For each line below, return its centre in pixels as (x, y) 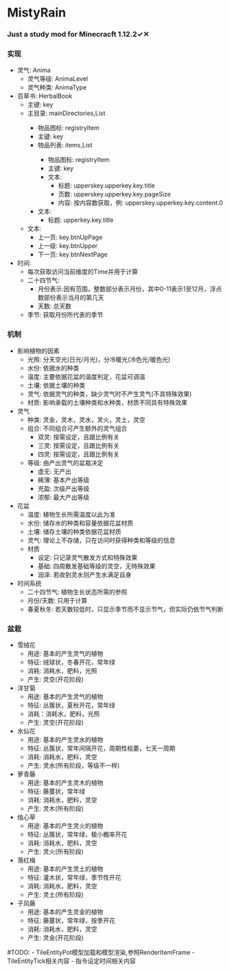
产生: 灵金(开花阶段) (55, 938)
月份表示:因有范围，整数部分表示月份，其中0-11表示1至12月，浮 (127, 289)
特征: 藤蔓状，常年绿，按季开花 (71, 920)
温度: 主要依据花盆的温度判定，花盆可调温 (86, 376)
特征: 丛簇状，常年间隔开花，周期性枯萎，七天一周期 (101, 748)
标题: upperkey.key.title (81, 220)
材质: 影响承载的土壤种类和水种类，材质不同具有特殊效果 (107, 402)
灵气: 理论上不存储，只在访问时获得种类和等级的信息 (101, 540)
